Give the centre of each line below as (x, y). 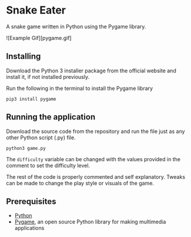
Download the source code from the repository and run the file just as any (95, 131)
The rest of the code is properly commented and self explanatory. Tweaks (96, 176)
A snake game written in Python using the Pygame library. (76, 26)
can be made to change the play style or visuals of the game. (80, 183)
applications (29, 228)
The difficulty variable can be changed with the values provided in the (93, 159)
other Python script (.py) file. (41, 137)
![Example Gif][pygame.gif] (39, 38)
